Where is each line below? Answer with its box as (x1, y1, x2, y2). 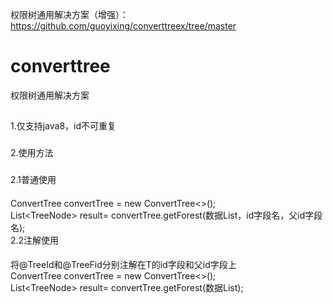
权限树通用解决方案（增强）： (10, 9, 129, 20)
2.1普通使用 (10, 174, 57, 186)
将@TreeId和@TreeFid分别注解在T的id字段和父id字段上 (10, 259, 237, 271)
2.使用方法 (10, 147, 54, 159)
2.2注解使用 (10, 234, 60, 246)
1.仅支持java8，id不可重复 (10, 120, 117, 132)
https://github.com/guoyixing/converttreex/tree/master (10, 20, 237, 32)
